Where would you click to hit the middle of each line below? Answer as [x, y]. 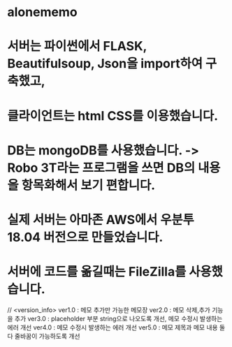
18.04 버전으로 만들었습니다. [85, 237]
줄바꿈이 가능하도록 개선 [47, 336]
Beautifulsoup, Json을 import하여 [105, 64]
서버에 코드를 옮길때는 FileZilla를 [97, 272]
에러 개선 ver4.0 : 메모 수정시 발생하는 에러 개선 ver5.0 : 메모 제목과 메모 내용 [113, 327]
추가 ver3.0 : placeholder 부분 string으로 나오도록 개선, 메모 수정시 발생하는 [118, 318]
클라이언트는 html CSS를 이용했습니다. [113, 116]
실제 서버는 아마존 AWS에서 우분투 [101, 220]
